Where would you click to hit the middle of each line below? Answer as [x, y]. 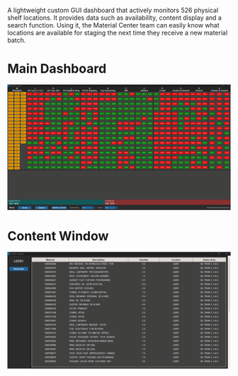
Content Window [58, 236]
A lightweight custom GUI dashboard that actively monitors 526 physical [113, 10]
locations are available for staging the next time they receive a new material [118, 33]
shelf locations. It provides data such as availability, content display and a [114, 18]
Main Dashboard [57, 69]
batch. [17, 40]
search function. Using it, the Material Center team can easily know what [113, 25]
